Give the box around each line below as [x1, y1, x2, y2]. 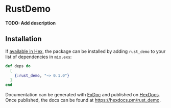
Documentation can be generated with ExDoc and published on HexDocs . [5, 92, 160, 98]
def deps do [5, 63, 31, 69]
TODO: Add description [5, 20, 56, 26]
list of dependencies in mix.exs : [5, 53, 72, 60]
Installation [5, 35, 42, 43]
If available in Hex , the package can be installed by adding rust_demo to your [5, 48, 166, 54]
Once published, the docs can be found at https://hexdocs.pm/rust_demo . [5, 97, 161, 103]
